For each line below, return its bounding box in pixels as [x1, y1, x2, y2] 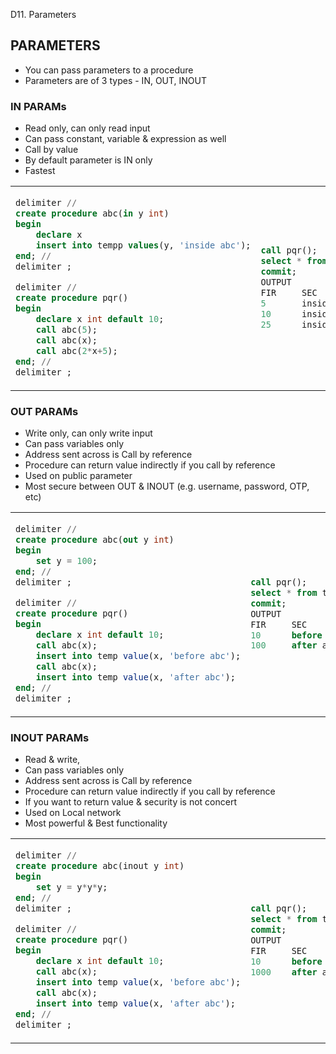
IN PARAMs [10, 99, 67, 113]
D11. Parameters [10, 9, 77, 20]
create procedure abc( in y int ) [15, 208, 170, 219]
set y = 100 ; [35, 555, 98, 567]
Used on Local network [24, 807, 122, 819]
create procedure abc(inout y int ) [15, 860, 185, 872]
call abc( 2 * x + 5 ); [35, 345, 118, 356]
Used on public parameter [24, 470, 133, 482]
